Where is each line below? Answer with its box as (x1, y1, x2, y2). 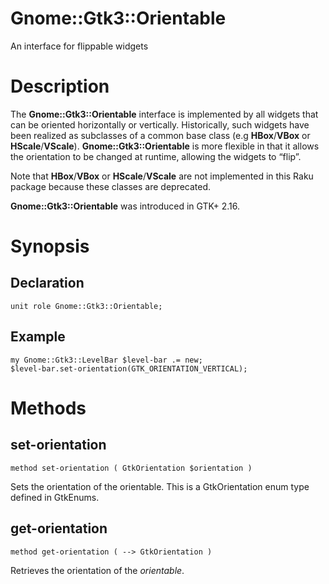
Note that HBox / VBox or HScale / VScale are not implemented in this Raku (10, 170, 314, 182)
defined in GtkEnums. (10, 491, 100, 503)
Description (10, 75, 110, 98)
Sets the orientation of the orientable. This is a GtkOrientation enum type (10, 480, 310, 492)
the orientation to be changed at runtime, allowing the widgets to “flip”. (10, 150, 302, 162)
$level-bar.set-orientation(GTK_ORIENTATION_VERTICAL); (10, 363, 248, 374)
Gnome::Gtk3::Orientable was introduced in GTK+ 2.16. (10, 200, 240, 212)
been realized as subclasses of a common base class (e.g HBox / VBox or (10, 129, 311, 141)
